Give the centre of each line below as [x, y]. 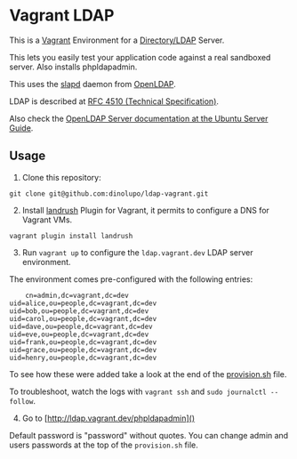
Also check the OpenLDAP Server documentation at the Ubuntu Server [139, 118]
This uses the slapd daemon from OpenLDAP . [92, 84]
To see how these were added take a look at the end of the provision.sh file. [148, 374]
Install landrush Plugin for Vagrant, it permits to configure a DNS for [145, 210]
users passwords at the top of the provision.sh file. [104, 445]
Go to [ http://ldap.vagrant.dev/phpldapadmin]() [108, 418]
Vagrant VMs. [47, 220]
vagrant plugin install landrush [71, 236]
